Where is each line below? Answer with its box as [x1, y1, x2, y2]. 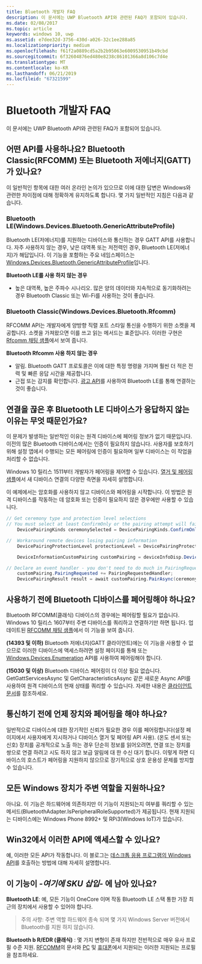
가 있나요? [6, 167, 42, 177]
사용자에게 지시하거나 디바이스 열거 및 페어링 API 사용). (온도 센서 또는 [26, 733, 192, 741]
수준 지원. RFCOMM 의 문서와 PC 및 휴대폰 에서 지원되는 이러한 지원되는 [12, 944, 180, 951]
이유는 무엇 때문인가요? [6, 415, 87, 426]
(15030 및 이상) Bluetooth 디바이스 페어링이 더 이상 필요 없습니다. [6, 667, 162, 674]
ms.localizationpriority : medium [6, 43, 90, 49]
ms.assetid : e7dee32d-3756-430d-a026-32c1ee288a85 [6, 37, 136, 43]
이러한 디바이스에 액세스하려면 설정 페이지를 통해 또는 [22, 647, 148, 654]
